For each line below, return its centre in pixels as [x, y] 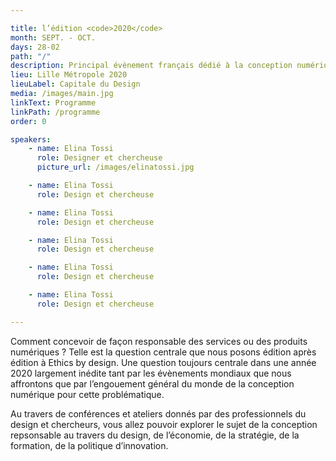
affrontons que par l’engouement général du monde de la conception [152, 383]
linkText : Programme [53, 102]
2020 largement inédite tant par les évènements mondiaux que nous [151, 373]
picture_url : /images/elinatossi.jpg [115, 167]
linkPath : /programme [55, 112]
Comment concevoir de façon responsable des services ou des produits [159, 341]
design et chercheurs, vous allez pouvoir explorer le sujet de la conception [164, 424]
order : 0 [28, 121]
